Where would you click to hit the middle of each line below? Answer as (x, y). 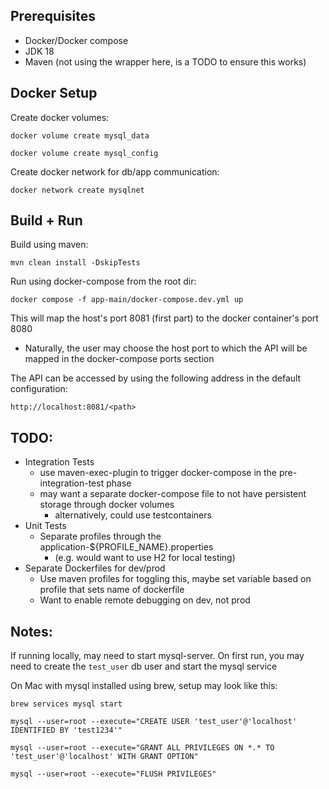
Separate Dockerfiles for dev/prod (95, 568)
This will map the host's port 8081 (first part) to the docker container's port (164, 318)
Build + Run (46, 220)
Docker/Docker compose (76, 40)
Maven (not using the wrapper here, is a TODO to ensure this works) (165, 61)
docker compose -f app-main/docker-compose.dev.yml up (127, 300)
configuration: (39, 389)
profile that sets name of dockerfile (112, 590)
